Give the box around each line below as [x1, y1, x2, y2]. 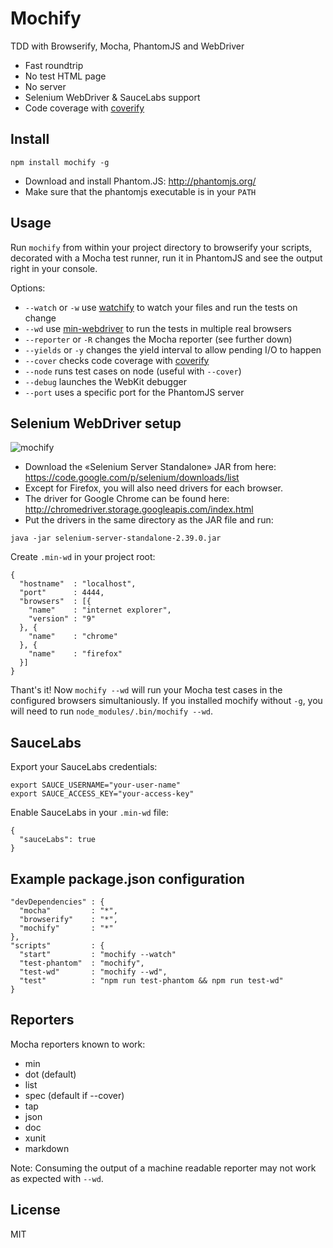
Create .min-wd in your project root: [10, 551, 156, 563]
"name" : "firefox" [28, 649, 123, 659]
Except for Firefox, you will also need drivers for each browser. [24, 482, 283, 494]
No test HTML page [24, 70, 107, 82]
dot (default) [24, 1068, 77, 1080]
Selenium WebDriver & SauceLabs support [24, 91, 201, 103]
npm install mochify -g [10, 157, 110, 167]
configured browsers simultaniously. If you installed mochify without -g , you [10, 695, 323, 707]
